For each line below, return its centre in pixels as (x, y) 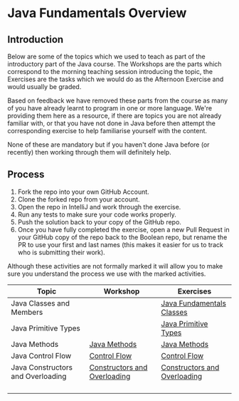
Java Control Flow (41, 355)
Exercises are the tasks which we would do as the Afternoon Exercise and (116, 79)
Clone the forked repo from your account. (79, 199)
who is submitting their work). (61, 252)
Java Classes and (40, 303)
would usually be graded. (44, 87)
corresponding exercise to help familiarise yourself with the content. (107, 131)
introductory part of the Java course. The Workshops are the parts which (115, 64)
